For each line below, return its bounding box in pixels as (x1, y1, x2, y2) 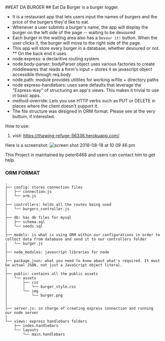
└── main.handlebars (23, 332, 65, 337)
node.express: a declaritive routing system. (12, 56, 100, 61)
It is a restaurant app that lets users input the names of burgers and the (12, 14, 158, 19)
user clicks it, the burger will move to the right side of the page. (12, 40, 142, 46)
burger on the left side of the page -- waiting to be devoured (12, 30, 136, 35)
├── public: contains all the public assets (5, 271, 98, 276)
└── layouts (14, 328, 39, 333)
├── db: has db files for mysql (5, 215, 72, 220)
